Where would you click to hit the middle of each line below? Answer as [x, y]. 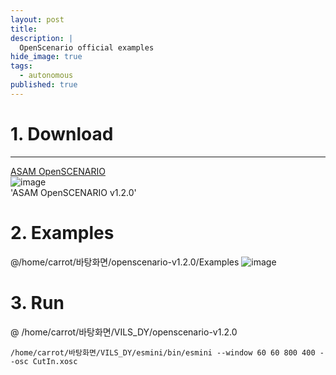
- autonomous [46, 76]
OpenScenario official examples [87, 47]
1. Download [62, 133]
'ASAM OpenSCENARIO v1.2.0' [73, 192]
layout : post [37, 19]
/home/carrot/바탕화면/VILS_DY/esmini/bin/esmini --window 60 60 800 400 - [167, 352]
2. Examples [62, 232]
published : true [44, 85]
